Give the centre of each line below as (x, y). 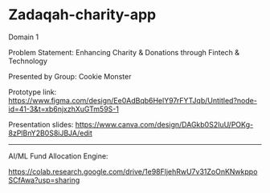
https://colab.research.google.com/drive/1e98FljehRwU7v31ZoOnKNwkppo (133, 171)
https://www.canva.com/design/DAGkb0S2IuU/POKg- (164, 124)
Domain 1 (23, 37)
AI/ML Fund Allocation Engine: (58, 156)
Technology (28, 61)
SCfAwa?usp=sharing (44, 180)
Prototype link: (33, 92)
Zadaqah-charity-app (82, 15)
